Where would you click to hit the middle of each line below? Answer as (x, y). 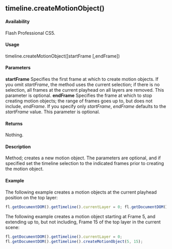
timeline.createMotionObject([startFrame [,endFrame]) (63, 56)
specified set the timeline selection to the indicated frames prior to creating (85, 163)
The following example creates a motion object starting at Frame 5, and (80, 217)
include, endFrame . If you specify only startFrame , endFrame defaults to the (86, 106)
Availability (17, 21)
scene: (13, 227)
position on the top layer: (31, 197)
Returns (14, 123)
